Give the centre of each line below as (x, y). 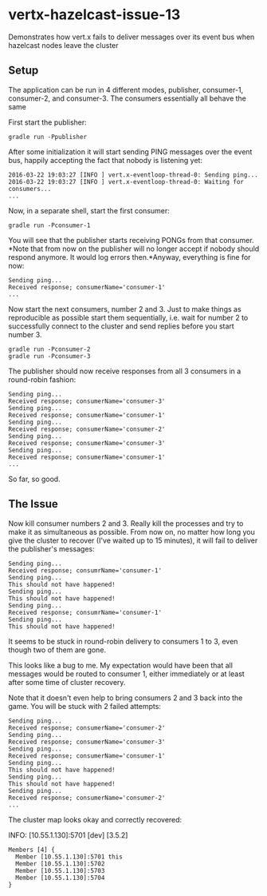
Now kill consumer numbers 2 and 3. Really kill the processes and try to (126, 523)
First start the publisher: (48, 122)
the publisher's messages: (52, 548)
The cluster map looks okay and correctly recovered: (95, 819)
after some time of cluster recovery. (67, 682)
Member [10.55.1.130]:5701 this (69, 857)
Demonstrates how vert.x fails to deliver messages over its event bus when (132, 37)
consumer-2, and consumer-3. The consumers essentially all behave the (128, 98)
